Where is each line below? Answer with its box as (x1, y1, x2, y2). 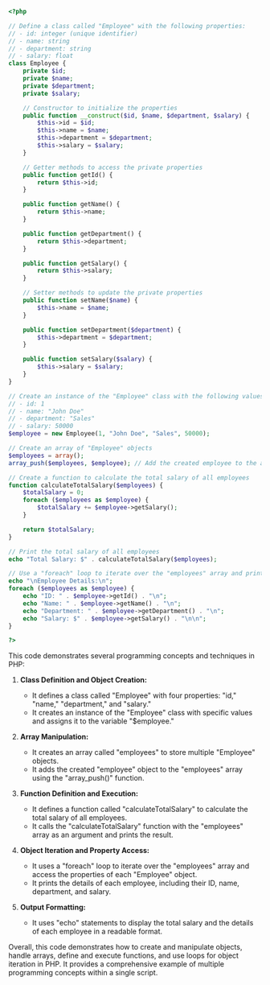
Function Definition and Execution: (19, 789, 139, 798)
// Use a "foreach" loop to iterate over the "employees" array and (8, 570, 243, 578)
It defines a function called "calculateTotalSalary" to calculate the (31, 805, 248, 814)
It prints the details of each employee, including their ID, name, (31, 878, 239, 888)
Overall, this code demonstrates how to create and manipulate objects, (8, 942, 243, 952)
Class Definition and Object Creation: (19, 675, 147, 685)
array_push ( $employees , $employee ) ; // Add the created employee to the (8, 459, 257, 467)
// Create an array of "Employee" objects (8, 444, 153, 452)
